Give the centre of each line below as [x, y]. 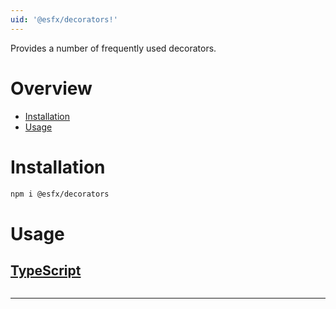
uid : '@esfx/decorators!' [64, 19]
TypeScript [46, 270]
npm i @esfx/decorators [60, 194]
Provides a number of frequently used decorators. [113, 48]
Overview [51, 88]
